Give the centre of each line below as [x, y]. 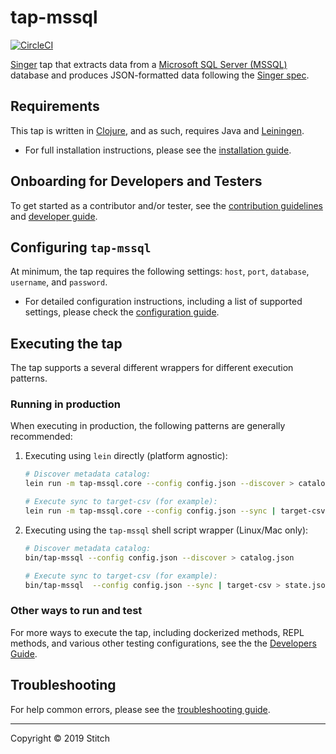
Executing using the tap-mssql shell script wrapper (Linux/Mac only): [166, 530]
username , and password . [59, 282]
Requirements [55, 106]
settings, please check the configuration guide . [122, 312]
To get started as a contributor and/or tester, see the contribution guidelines [166, 205]
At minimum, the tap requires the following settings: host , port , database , [160, 272]
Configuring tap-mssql [81, 247]
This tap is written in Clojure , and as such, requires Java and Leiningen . [157, 130]
